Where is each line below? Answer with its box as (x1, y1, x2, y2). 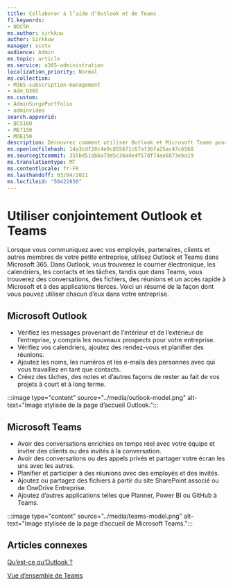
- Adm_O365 (7, 87, 39, 94)
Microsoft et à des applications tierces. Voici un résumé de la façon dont (7, 283, 214, 291)
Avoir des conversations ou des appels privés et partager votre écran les (17, 454, 225, 462)
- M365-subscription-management (7, 81, 101, 88)
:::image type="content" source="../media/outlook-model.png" (7, 394, 186, 402)
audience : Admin (7, 49, 54, 56)
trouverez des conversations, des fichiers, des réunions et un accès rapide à (7, 275, 226, 283)
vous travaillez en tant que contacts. (17, 365, 121, 374)
